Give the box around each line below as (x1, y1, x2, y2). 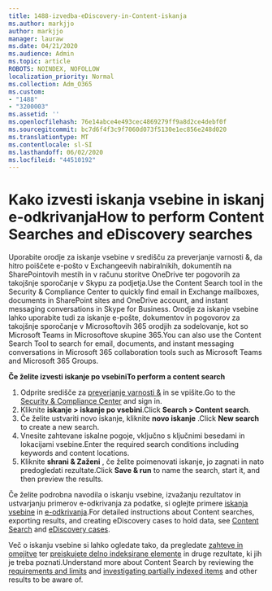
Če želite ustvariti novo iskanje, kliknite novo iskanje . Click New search (19, 414, 260, 423)
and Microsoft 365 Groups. (8, 356, 99, 366)
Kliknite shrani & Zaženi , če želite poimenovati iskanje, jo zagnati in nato (19, 457, 265, 466)
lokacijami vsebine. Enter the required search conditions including (19, 440, 240, 449)
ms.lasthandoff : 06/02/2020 (8, 148, 104, 156)
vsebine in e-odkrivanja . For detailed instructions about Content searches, (8, 507, 255, 517)
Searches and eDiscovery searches (8, 225, 253, 244)
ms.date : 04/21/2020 (8, 42, 79, 50)
